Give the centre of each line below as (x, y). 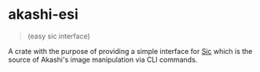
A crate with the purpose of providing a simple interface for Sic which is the (130, 51)
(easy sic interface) (59, 36)
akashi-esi (43, 14)
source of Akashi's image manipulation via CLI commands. (103, 59)
